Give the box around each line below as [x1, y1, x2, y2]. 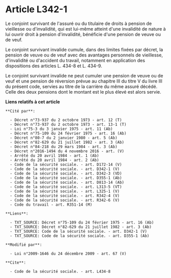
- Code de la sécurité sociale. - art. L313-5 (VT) [10, 184, 123, 189]
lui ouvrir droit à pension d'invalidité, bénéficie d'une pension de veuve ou [5, 31, 161, 37]
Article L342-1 [5, 4, 67, 15]
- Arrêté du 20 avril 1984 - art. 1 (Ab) [10, 153, 100, 158]
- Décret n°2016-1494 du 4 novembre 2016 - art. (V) [10, 149, 125, 154]
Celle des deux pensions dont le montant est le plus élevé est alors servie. [5, 89, 162, 95]
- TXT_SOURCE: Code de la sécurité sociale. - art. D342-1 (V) [10, 229, 147, 234]
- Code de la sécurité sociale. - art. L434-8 [10, 269, 111, 274]
